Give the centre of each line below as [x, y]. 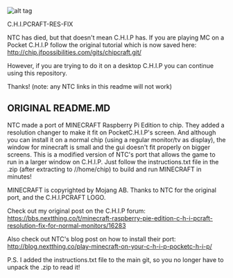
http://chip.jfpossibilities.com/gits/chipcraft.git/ [75, 52]
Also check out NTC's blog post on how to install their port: [92, 238]
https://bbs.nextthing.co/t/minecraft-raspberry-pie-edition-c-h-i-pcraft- [110, 218]
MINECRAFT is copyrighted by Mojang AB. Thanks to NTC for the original [112, 190]
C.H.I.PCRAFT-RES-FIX [40, 24]
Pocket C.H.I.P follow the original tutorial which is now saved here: [102, 45]
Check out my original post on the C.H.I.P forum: [76, 211]
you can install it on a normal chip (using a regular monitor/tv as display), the [116, 139]
